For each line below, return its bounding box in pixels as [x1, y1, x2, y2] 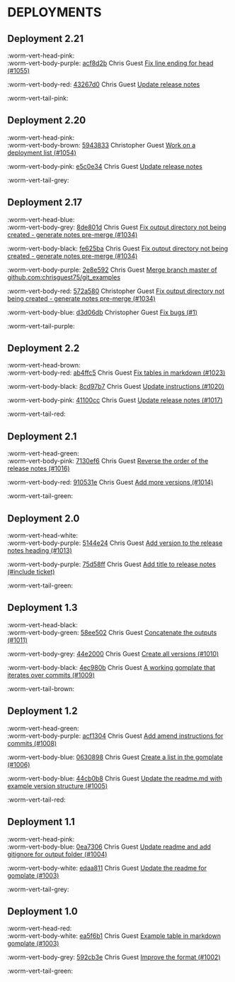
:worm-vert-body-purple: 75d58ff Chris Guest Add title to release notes [7, 560, 216, 568]
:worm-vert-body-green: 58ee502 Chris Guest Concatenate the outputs [7, 628, 217, 636]
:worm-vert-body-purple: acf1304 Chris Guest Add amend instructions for [7, 732, 224, 740]
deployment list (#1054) [7, 148, 76, 157]
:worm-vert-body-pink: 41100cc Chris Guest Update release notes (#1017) [7, 396, 223, 404]
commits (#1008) [7, 739, 57, 747]
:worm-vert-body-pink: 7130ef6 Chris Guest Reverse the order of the [7, 457, 209, 465]
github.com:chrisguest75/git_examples [7, 272, 121, 281]
